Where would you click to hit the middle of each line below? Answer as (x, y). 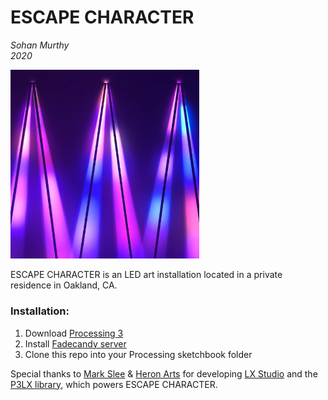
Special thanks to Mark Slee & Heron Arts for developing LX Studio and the (164, 373)
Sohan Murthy (40, 45)
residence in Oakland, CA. (64, 285)
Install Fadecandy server (75, 343)
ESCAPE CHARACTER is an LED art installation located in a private (146, 275)
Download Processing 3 (74, 333)
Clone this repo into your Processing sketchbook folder (138, 354)
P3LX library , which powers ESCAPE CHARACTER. (114, 384)
